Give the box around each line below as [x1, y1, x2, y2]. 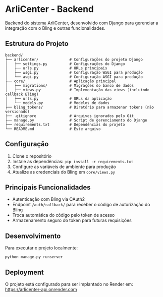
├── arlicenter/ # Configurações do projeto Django [5, 57, 143, 62]
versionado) [5, 109, 30, 114]
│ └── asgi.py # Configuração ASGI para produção [5, 74, 143, 79]
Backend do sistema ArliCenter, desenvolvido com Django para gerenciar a [5, 20, 159, 26]
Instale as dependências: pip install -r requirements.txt [12, 158, 134, 164]
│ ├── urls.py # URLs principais [5, 65, 108, 70]
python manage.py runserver [5, 254, 63, 260]
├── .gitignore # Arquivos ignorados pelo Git [5, 113, 134, 119]
